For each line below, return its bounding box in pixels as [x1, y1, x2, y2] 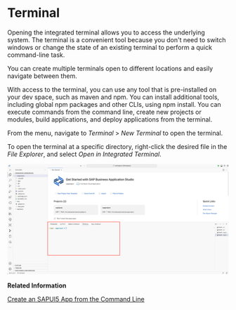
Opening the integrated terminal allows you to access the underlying [7, 28, 205, 37]
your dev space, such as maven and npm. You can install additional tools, [7, 93, 220, 101]
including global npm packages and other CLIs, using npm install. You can [7, 100, 221, 108]
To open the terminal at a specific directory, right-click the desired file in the [7, 142, 228, 150]
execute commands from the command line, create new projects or [7, 108, 202, 116]
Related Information [7, 281, 67, 290]
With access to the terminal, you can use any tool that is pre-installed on [7, 85, 217, 93]
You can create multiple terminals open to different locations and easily [7, 64, 214, 72]
